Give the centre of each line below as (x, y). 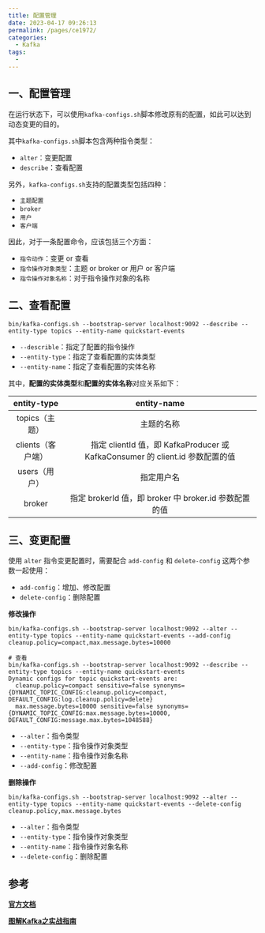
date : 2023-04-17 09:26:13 (52, 23)
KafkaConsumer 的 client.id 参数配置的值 (160, 457)
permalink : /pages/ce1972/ (52, 30)
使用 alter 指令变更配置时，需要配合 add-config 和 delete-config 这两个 (126, 561)
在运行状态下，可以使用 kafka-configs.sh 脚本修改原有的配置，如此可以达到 (130, 114)
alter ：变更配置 (46, 157)
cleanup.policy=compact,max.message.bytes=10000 (90, 643)
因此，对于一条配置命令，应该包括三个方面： (81, 241)
